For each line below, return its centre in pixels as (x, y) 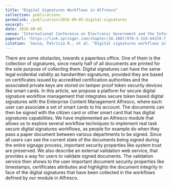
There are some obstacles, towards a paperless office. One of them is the (83, 58)
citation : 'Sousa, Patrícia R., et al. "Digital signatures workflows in (86, 44)
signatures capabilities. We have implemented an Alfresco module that (80, 118)
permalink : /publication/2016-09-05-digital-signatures (66, 19)
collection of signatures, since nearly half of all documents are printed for (83, 63)
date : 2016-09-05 (24, 29)
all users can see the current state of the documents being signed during (82, 139)
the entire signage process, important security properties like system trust (83, 145)
